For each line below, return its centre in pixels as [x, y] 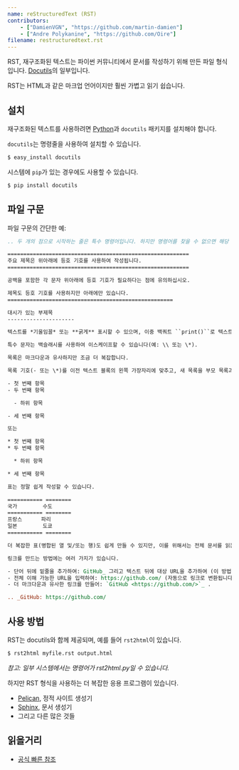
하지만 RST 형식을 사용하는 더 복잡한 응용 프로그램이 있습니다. [93, 683]
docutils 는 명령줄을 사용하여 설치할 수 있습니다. [74, 144]
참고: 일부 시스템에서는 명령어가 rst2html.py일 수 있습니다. [88, 667]
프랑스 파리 [29, 520]
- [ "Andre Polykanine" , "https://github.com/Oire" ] [98, 34]
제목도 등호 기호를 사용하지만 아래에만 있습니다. [68, 293]
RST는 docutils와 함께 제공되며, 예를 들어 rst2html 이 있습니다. [94, 640]
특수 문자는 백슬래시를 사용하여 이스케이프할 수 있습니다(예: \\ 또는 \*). [103, 345]
